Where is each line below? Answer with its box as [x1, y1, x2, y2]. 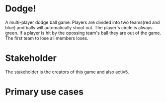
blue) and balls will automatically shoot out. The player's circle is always [5, 24, 153, 30]
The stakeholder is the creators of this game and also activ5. [5, 69, 129, 75]
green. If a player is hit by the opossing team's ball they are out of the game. [5, 30, 162, 36]
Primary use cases [5, 86, 83, 98]
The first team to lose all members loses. [5, 35, 88, 41]
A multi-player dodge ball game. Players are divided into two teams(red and [5, 19, 160, 25]
